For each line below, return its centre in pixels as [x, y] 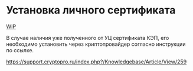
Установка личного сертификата [91, 10]
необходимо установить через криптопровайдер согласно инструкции [96, 44]
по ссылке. [20, 50]
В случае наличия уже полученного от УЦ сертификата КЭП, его [88, 38]
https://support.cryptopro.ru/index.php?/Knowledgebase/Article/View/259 [97, 62]
